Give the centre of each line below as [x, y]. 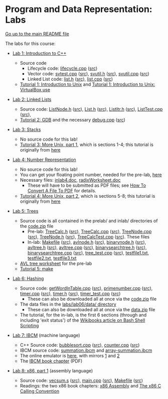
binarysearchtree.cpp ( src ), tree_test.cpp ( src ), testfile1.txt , [88, 252]
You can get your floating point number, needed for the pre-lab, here [91, 175]
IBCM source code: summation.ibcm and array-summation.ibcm [86, 350]
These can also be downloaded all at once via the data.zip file [91, 309]
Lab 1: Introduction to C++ [39, 53]
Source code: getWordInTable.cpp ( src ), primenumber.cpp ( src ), [86, 288]
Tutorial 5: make [37, 269]
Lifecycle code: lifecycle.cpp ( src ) [62, 68]
